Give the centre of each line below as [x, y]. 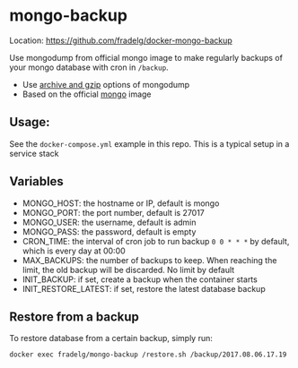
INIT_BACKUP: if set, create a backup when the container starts [140, 279]
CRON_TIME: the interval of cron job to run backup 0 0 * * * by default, [156, 241]
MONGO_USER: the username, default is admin [109, 222]
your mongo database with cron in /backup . [89, 67]
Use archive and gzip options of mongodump [106, 84]
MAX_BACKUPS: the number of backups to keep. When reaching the [149, 260]
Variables [37, 181]
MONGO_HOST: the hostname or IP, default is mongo [121, 203]
